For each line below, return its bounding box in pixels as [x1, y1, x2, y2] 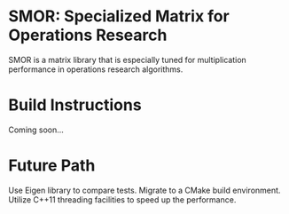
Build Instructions [8, 95, 143, 115]
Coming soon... [8, 124, 64, 135]
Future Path [8, 155, 96, 176]
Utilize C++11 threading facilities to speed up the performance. [8, 194, 237, 205]
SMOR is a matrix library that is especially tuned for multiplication [8, 54, 247, 65]
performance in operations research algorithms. [8, 64, 184, 75]
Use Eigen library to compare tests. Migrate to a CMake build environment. [8, 185, 281, 195]
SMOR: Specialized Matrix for [8, 6, 230, 27]
